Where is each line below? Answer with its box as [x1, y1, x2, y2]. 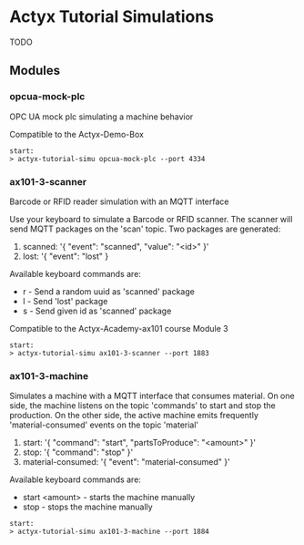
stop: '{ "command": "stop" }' [22, 447, 134, 458]
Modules [9, 63, 61, 78]
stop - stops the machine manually [22, 501, 153, 512]
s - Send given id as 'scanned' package [22, 305, 172, 316]
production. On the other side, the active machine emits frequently [9, 410, 259, 421]
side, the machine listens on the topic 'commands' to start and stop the [9, 400, 276, 411]
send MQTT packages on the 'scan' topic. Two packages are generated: [9, 223, 281, 234]
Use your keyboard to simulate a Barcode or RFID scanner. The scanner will [9, 213, 293, 224]
